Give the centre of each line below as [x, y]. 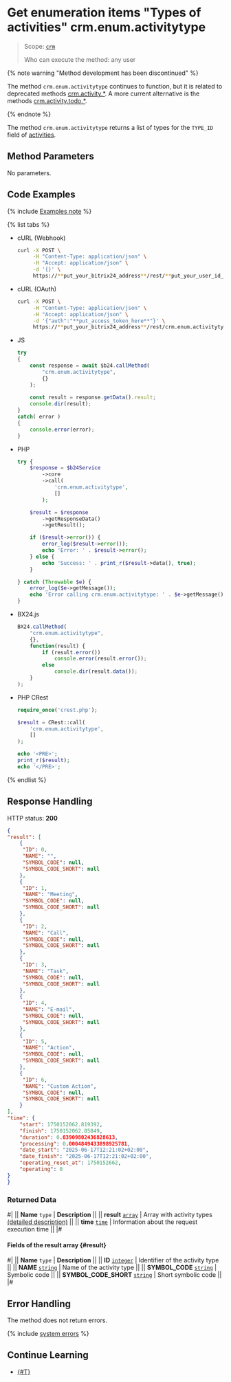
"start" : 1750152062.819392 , [61, 1124]
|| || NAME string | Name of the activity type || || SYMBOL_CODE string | [112, 1268]
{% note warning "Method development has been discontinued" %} [103, 73]
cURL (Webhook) [41, 238]
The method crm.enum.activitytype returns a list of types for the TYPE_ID [110, 127]
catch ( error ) [39, 417]
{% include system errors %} [48, 1333]
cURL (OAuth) [37, 289]
